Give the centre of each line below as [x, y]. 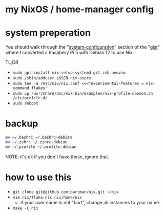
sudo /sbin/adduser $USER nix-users [52, 78]
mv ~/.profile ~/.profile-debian [41, 147]
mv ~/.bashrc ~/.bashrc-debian [39, 137]
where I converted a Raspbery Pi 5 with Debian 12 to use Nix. [70, 53]
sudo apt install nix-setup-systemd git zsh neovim [69, 73]
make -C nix [25, 208]
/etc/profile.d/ [30, 98]
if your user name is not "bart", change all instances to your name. [90, 202]
